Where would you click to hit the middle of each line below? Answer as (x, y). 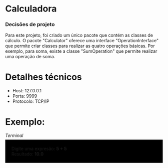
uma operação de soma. (30, 57)
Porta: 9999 (25, 96)
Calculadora (31, 9)
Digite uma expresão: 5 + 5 (39, 149)
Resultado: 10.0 (28, 154)
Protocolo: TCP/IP (31, 101)
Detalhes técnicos (44, 77)
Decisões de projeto (30, 25)
